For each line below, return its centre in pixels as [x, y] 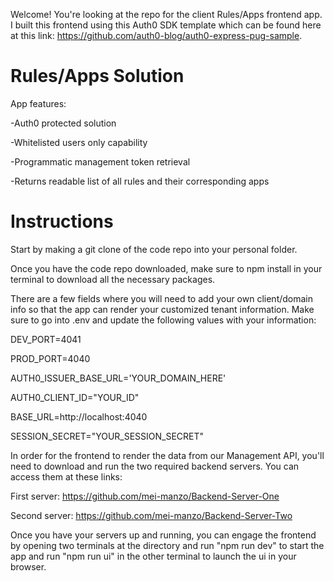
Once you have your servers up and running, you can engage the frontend [163, 535]
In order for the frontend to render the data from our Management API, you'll [167, 455]
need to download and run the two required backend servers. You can [155, 466]
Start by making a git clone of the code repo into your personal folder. [154, 249]
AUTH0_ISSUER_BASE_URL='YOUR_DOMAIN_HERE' [118, 378]
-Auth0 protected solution [63, 123]
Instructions [62, 221]
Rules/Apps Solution [97, 76]
